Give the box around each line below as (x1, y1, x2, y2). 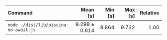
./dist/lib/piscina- (20, 22, 69, 28)
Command (7, 9, 33, 16)
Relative (140, 9, 160, 16)
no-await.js (7, 27, 36, 33)
